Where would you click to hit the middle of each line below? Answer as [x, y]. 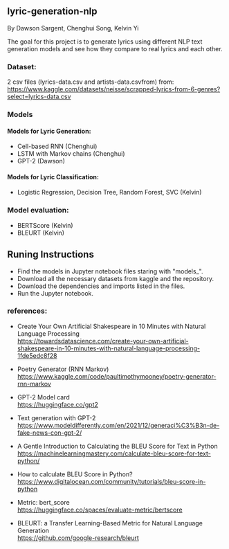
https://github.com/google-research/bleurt [78, 538]
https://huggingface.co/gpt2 [58, 404]
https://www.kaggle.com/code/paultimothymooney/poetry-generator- [117, 376]
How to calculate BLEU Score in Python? [75, 474]
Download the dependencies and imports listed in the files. [101, 286]
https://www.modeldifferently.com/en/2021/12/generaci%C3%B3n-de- [118, 425]
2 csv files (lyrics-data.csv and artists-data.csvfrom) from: [91, 82]
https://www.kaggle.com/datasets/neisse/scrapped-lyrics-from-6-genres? [114, 89]
